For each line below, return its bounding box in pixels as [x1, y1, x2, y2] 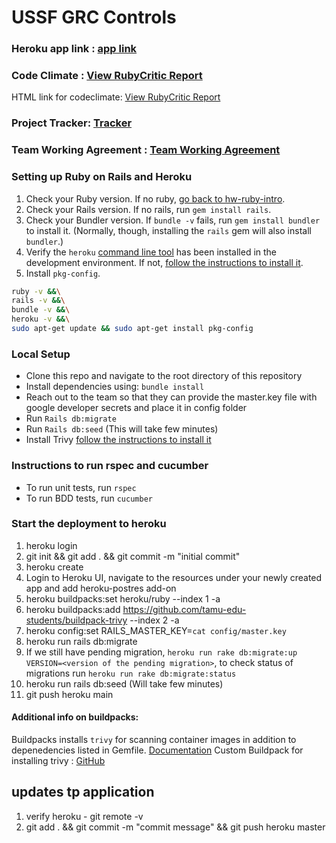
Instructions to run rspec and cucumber [11, 459, 209, 473]
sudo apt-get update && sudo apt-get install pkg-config [11, 324, 254, 334]
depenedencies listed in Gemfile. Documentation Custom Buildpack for [11, 744, 304, 756]
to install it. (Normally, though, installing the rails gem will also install [25, 224, 312, 236]
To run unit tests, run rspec [25, 481, 137, 493]
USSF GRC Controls [11, 6, 177, 29]
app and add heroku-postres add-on [25, 582, 177, 594]
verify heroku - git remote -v [25, 810, 144, 822]
